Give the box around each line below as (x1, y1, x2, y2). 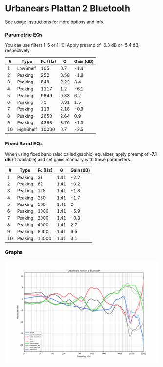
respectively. (5, 47, 31, 54)
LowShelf (17, 65, 36, 71)
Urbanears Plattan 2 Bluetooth (5, 3, 131, 14)
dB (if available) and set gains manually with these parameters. (5, 157, 132, 163)
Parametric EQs (5, 31, 43, 38)
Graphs (5, 249, 23, 256)
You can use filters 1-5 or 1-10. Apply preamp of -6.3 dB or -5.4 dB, (5, 42, 140, 48)
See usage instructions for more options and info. (5, 19, 105, 25)
